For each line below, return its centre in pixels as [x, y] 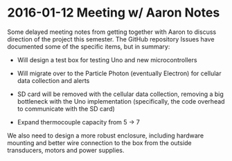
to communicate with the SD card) [66, 108]
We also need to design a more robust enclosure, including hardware [106, 135]
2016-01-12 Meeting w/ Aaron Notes [114, 13]
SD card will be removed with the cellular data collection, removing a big [120, 94]
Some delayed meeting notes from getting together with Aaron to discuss [112, 32]
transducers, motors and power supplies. [66, 150]
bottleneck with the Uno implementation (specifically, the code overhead [121, 101]
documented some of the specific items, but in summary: [89, 46]
